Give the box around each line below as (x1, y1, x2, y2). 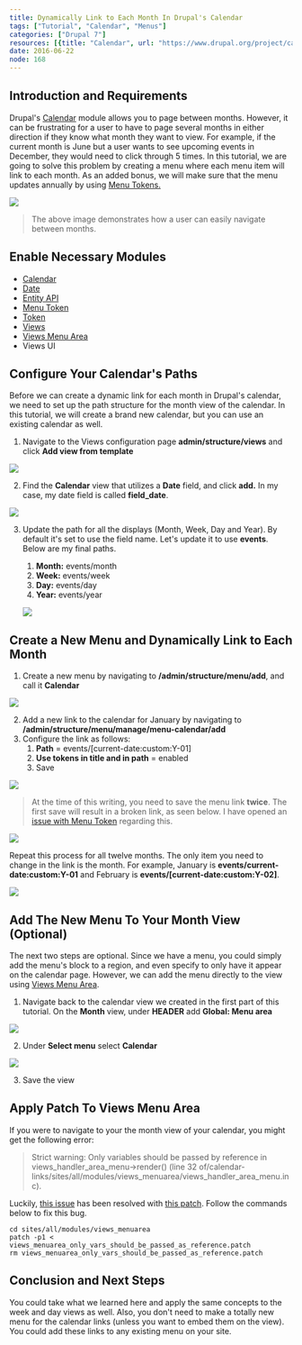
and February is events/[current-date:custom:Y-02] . (80, 869, 280, 880)
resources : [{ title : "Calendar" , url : (9, 38, 155, 48)
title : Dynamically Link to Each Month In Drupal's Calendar (9, 13, 244, 23)
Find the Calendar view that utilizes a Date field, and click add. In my (22, 480, 279, 491)
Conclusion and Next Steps (9, 1273, 165, 1288)
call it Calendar (22, 680, 80, 691)
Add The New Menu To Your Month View (9, 912, 241, 928)
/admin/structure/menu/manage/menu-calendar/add (22, 724, 226, 735)
